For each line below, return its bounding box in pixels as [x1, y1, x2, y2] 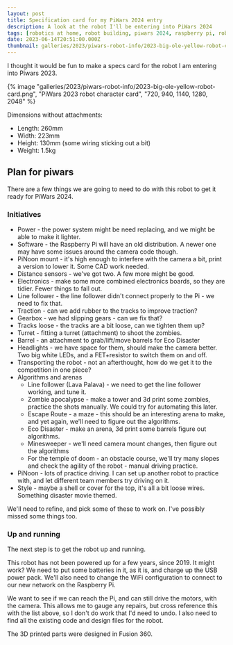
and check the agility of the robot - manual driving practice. [27, 462, 198, 470]
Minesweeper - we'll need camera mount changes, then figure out [27, 439, 217, 448]
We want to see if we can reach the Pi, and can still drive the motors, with [7, 594, 217, 603]
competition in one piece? [17, 366, 92, 374]
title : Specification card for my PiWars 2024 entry [7, 17, 163, 24]
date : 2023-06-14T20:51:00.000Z [7, 36, 101, 43]
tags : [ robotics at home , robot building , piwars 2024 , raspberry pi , [7, 29, 216, 37]
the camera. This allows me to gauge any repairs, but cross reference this [7, 602, 218, 610]
